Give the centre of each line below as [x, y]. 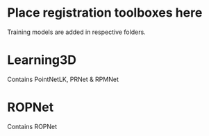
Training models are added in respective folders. [76, 32]
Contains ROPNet [32, 126]
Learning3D [42, 60]
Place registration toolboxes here [105, 13]
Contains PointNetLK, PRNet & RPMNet [63, 79]
